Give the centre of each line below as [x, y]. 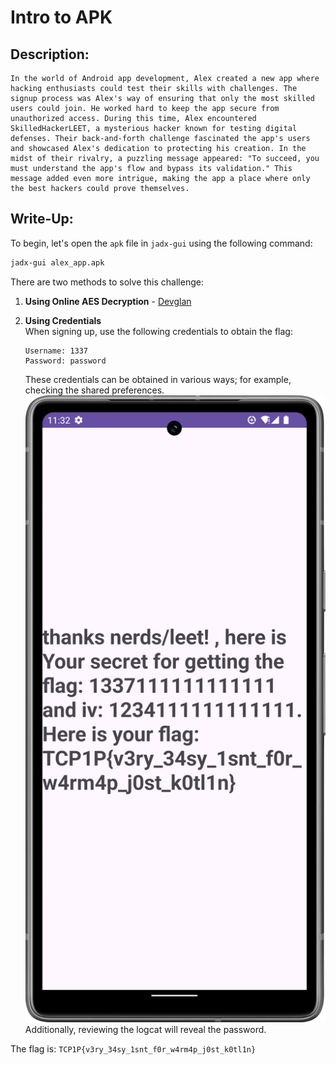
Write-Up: [42, 219]
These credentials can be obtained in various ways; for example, [158, 379]
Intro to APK [61, 17]
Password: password [65, 361]
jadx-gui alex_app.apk [57, 262]
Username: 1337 [56, 351]
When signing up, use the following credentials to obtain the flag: [158, 331]
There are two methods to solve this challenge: [107, 282]
